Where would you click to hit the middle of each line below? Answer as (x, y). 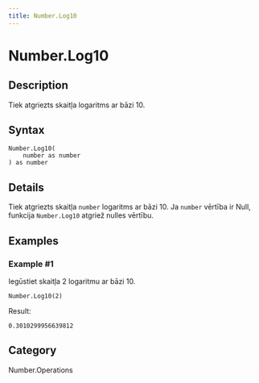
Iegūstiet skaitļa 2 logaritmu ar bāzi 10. (72, 281)
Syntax (27, 130)
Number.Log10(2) (35, 296)
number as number (52, 156)
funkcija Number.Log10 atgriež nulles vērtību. (81, 215)
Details (26, 187)
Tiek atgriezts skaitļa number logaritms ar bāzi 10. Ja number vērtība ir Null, (129, 207)
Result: (20, 310)
